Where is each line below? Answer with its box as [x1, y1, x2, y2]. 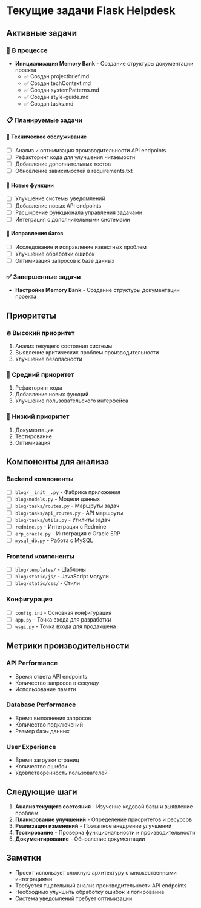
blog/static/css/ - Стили [15, 580, 81, 587]
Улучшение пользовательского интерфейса [15, 397, 129, 404]
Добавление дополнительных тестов [15, 160, 111, 168]
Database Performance [6, 700, 76, 709]
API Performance [6, 659, 58, 668]
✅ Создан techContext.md [24, 80, 91, 87]
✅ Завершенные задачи [6, 273, 81, 281]
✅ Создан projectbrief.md [24, 72, 90, 80]
